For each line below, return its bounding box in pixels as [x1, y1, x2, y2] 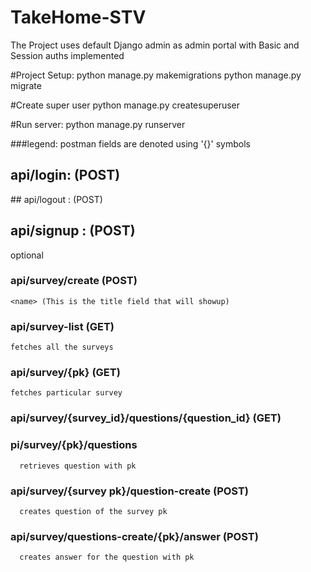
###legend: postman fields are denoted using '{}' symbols [10, 137, 251, 150]
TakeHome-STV [10, 6, 147, 29]
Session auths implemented [10, 49, 125, 61]
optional [10, 249, 44, 261]
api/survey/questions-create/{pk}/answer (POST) [10, 529, 259, 543]
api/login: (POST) [10, 167, 121, 184]
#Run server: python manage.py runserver [10, 118, 186, 130]
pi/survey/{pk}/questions [10, 438, 138, 452]
